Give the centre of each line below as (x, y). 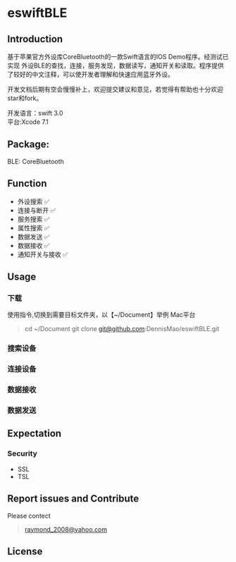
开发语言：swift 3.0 (35, 113)
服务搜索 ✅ (33, 219)
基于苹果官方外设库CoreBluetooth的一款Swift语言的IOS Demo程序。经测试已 (118, 57)
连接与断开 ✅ (37, 210)
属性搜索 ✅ (33, 227)
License (25, 551)
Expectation (35, 433)
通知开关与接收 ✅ (43, 254)
